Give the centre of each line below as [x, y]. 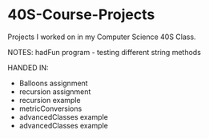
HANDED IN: [28, 67]
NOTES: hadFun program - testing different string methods [104, 52]
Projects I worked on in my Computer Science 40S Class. [102, 37]
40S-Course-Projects [81, 15]
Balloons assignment [54, 83]
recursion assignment [55, 91]
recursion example [50, 100]
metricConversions [50, 108]
